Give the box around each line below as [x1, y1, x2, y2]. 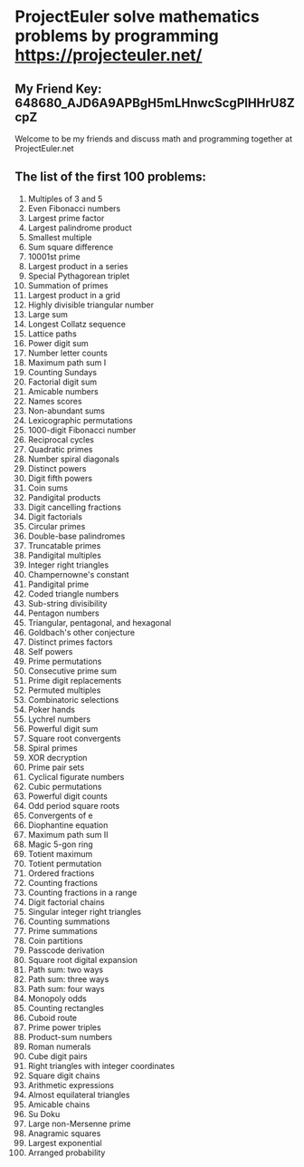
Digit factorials [27, 511, 82, 522]
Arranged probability [27, 1147, 106, 1158]
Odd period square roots [27, 800, 120, 811]
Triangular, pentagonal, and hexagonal [27, 617, 172, 627]
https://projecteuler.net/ [14, 45, 203, 65]
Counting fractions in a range [27, 887, 138, 898]
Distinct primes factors [27, 637, 113, 647]
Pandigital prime [27, 579, 90, 589]
